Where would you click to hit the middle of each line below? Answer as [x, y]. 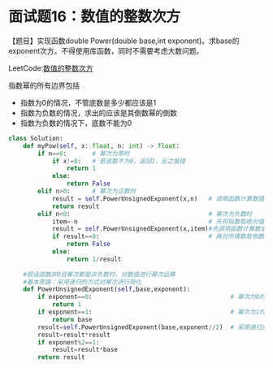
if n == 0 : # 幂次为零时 [84, 154]
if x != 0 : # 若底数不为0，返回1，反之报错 [118, 161]
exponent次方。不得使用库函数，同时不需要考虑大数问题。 [106, 50]
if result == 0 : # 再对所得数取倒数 [158, 236]
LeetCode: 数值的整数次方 [51, 68]
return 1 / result [94, 259]
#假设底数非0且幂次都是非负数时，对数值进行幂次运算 [100, 274]
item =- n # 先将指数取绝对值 [158, 221]
